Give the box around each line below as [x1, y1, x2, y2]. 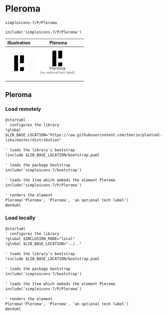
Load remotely [5, 105, 42, 112]
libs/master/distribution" [5, 137, 62, 142]
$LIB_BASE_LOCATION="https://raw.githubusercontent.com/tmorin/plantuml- [5, 132, 163, 137]
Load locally [5, 214, 36, 221]
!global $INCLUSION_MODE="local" [5, 236, 75, 241]
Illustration [7, 40, 31, 46]
